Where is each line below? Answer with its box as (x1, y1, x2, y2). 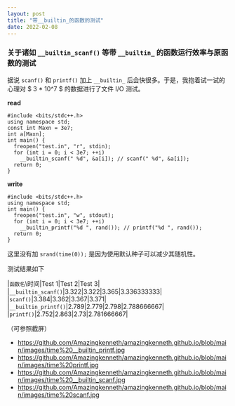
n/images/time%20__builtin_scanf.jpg (17, 375, 126, 384)
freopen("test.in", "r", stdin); (13, 143, 112, 150)
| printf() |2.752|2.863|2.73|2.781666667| (7, 310, 128, 318)
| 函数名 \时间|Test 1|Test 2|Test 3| (7, 279, 100, 288)
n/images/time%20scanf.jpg (17, 391, 100, 399)
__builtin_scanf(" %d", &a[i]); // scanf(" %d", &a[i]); (20, 155, 190, 162)
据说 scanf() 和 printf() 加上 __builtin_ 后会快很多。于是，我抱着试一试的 (7, 75, 226, 84)
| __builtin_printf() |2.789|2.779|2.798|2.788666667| (7, 302, 165, 310)
